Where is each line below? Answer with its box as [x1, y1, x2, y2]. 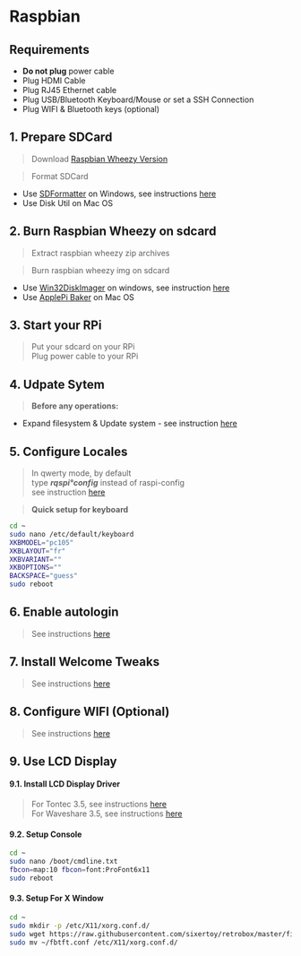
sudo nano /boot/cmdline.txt [9, 857, 118, 866]
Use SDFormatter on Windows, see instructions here [21, 188, 217, 199]
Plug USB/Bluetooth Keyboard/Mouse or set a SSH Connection [21, 94, 254, 105]
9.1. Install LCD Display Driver [9, 779, 121, 789]
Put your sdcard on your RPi [30, 341, 135, 352]
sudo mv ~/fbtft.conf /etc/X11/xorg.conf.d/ [9, 938, 178, 947]
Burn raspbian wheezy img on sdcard [30, 264, 170, 275]
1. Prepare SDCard [9, 130, 113, 145]
